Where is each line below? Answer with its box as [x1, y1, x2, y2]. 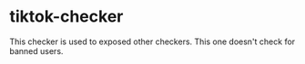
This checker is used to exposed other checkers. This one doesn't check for [9, 36, 296, 47]
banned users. [9, 45, 64, 56]
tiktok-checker [9, 6, 124, 27]
